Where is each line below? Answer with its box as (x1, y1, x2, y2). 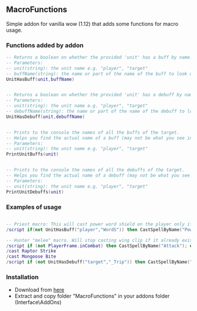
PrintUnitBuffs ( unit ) (6, 151, 59, 157)
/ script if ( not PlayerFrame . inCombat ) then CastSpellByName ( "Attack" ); (6, 243, 188, 249)
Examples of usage (6, 202, 62, 211)
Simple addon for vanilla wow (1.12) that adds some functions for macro (6, 20, 179, 27)
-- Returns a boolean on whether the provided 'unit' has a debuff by (6, 92, 182, 98)
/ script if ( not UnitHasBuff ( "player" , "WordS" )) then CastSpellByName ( (6, 227, 182, 232)
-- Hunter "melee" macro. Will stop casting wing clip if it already (6, 237, 180, 243)
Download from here (14, 286, 64, 293)
